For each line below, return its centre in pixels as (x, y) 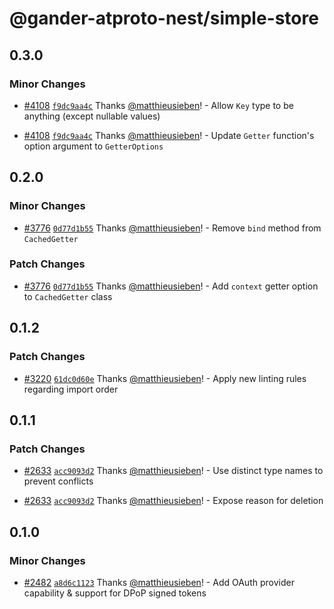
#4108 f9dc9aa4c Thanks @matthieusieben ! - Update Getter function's (169, 135)
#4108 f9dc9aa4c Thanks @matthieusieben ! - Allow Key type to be (158, 105)
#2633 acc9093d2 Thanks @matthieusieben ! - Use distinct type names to (173, 471)
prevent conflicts (58, 481)
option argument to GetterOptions (93, 146)
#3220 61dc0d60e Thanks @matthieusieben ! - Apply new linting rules (165, 378)
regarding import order (71, 389)
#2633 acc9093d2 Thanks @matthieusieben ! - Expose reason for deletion (173, 501)
